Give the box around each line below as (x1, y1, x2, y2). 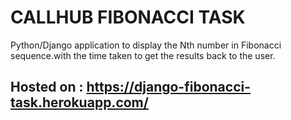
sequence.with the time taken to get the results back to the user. (10, 49, 276, 61)
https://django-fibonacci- (86, 79, 252, 96)
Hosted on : (10, 79, 84, 96)
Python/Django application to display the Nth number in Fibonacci (10, 39, 282, 51)
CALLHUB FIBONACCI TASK (10, 6, 246, 29)
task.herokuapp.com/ (10, 94, 149, 111)
